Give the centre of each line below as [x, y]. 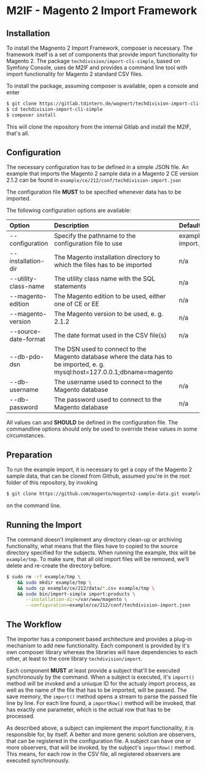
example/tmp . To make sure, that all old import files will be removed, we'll [97, 559]
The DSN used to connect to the [100, 349]
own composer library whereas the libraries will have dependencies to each [102, 652]
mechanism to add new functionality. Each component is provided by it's [98, 646]
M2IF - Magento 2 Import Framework [102, 11]
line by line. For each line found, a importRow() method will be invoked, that [101, 703]
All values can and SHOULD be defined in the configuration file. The [92, 423]
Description [71, 225]
